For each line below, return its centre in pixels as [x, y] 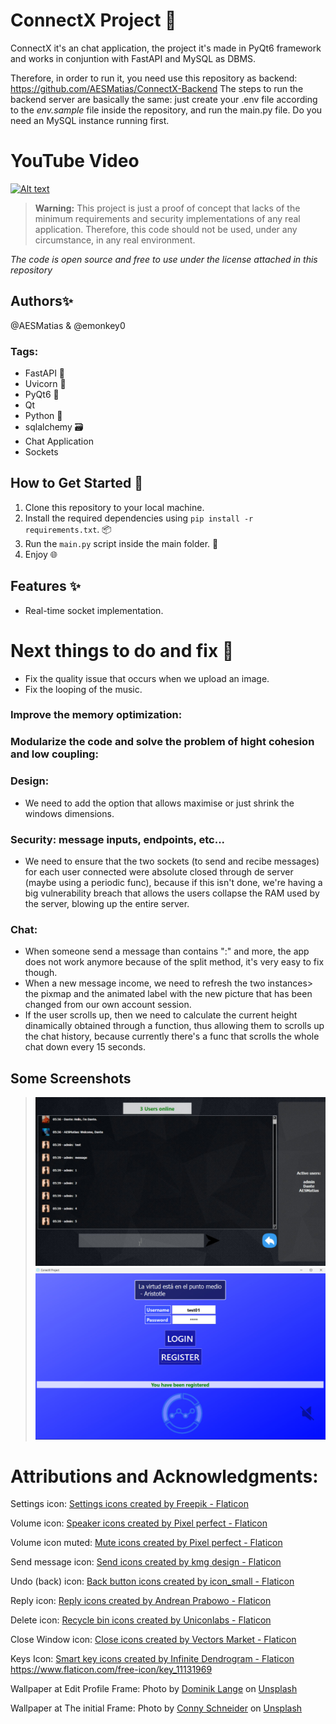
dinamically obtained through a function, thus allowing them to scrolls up [174, 1026]
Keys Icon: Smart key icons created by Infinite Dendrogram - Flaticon [152, 1659]
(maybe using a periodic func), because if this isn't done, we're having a [173, 882]
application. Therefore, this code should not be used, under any [166, 229]
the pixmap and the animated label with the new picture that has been [168, 994]
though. [41, 973]
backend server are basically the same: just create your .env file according [164, 99]
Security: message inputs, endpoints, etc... [118, 839]
